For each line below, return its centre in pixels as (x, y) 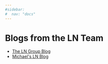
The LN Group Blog (31, 51)
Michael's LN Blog (30, 57)
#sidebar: (15, 9)
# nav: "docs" (20, 14)
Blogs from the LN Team (54, 38)
